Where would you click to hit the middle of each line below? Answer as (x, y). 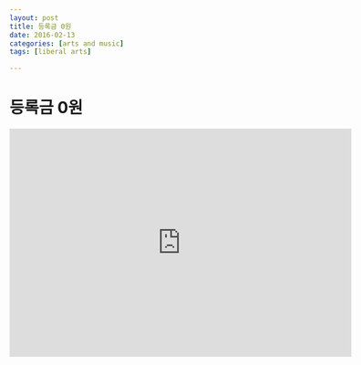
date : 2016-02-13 (42, 35)
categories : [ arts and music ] (67, 43)
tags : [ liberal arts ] (51, 52)
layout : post (34, 18)
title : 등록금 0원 (41, 26)
